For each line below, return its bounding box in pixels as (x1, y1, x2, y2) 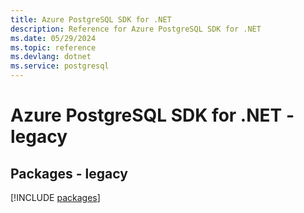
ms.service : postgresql (10, 61, 110, 71)
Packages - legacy (10, 165, 128, 182)
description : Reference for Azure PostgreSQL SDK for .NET (10, 24, 262, 34)
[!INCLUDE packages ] (10, 192, 101, 203)
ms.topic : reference (10, 42, 97, 53)
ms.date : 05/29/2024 (10, 33, 97, 43)
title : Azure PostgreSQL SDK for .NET (10, 14, 172, 25)
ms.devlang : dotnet (10, 52, 92, 62)
